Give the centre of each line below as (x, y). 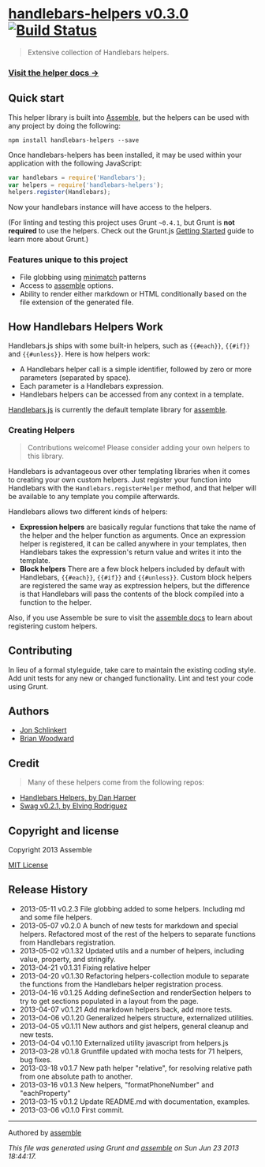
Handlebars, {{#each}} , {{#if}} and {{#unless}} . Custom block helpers (136, 577)
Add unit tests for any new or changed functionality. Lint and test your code (131, 678)
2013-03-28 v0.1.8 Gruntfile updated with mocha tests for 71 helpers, (131, 1051)
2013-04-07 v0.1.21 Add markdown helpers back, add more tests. (126, 1009)
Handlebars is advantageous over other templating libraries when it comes (129, 471)
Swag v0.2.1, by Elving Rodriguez (73, 806)
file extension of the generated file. (77, 302)
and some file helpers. (56, 917)
